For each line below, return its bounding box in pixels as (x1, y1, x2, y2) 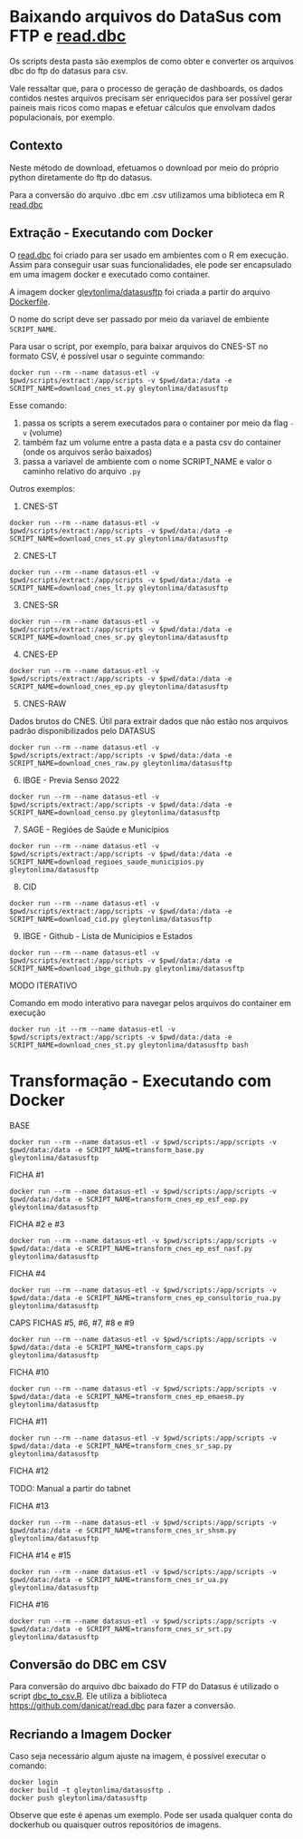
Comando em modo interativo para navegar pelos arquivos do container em (9, 997, 291, 1008)
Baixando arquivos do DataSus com (9, 6, 282, 27)
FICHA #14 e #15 (9, 1550, 71, 1560)
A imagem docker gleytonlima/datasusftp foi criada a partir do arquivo (9, 286, 271, 297)
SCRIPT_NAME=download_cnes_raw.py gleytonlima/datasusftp (9, 758, 232, 768)
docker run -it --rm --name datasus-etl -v (9, 1024, 176, 1033)
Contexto (9, 138, 63, 153)
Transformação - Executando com (9, 1071, 272, 1091)
